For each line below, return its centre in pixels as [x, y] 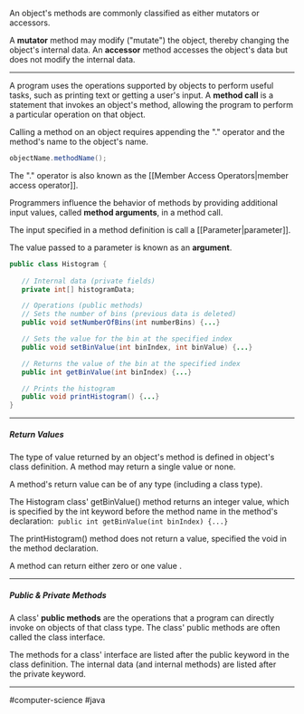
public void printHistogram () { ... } [90, 397]
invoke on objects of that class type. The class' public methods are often [145, 628]
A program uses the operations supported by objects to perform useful [142, 86]
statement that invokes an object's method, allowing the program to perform [152, 105]
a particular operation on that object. [78, 114]
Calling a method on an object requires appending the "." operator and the [147, 132]
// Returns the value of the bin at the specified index [131, 363]
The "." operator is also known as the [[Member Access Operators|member [149, 175]
